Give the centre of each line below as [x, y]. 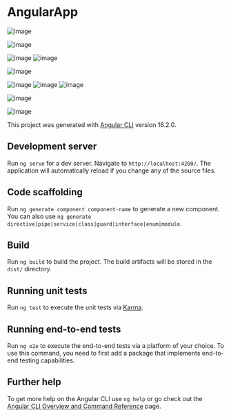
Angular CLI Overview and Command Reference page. [84, 406]
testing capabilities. [47, 360]
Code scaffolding [45, 192]
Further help [34, 382]
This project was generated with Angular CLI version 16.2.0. [92, 124]
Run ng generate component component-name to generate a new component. [114, 208]
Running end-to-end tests [64, 329]
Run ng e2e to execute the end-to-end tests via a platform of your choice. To [116, 346]
